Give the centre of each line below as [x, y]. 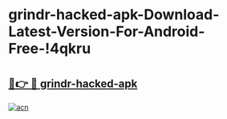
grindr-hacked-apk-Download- [114, 15]
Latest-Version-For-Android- [107, 32]
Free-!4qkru [50, 49]
